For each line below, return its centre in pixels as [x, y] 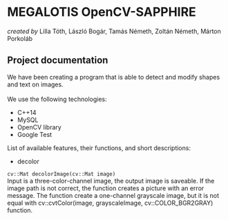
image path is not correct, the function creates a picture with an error [106, 188]
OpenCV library [39, 127]
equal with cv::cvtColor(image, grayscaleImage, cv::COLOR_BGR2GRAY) [110, 203]
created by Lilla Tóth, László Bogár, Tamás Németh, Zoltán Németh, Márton [114, 31]
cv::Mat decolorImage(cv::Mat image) [61, 174]
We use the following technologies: [57, 99]
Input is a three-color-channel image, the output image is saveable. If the [111, 181]
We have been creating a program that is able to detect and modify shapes [114, 77]
